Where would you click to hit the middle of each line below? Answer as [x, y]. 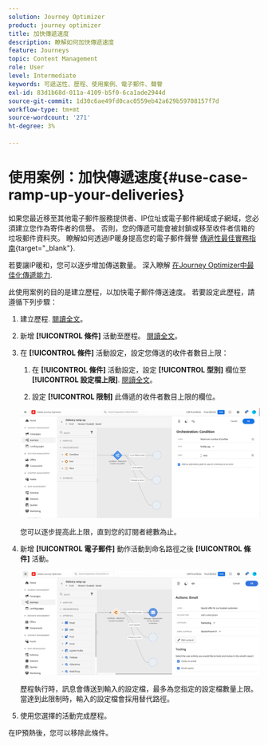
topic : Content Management [53, 59]
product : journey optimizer [55, 25]
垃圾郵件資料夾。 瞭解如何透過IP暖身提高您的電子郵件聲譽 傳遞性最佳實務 [129, 238]
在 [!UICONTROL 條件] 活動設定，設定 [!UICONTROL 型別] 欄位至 [139, 369]
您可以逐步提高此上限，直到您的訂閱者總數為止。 [100, 531]
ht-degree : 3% [32, 126]
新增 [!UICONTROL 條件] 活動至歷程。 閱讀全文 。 [100, 336]
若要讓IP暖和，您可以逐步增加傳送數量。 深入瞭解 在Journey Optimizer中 [128, 265]
